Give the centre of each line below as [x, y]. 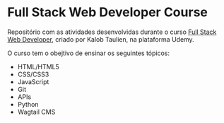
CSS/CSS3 [33, 74]
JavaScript [33, 81]
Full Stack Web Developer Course [108, 12]
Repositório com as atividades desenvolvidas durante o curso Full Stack [112, 32]
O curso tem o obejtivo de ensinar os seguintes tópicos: [89, 53]
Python [28, 104]
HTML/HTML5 [39, 66]
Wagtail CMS [36, 112]
